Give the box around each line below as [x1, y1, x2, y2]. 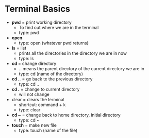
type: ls [18, 55, 34, 61]
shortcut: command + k [18, 102, 66, 107]
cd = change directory [11, 61, 57, 66]
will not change [18, 91, 50, 97]
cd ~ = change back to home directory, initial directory [11, 112, 121, 118]
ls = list [11, 45, 27, 51]
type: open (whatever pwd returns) [18, 40, 89, 46]
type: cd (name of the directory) [18, 71, 83, 77]
